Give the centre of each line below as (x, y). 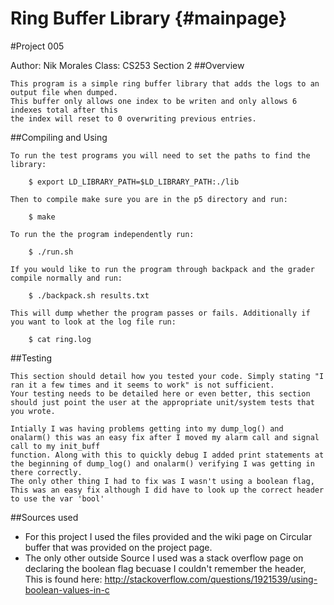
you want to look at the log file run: (93, 322)
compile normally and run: (66, 278)
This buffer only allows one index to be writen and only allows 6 (154, 101)
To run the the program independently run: (102, 234)
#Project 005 (37, 46)
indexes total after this (64, 110)
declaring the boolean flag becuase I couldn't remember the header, (165, 568)
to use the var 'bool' (57, 498)
